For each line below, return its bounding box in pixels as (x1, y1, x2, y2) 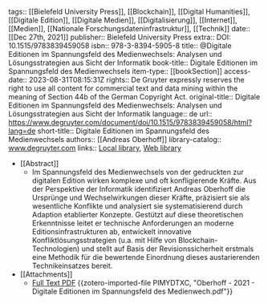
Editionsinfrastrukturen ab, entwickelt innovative (31, 227, 192, 236)
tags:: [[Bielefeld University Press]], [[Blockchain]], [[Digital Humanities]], (8, 7, 250, 16)
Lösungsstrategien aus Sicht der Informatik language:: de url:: (8, 109, 213, 119)
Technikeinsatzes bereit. (31, 261, 113, 270)
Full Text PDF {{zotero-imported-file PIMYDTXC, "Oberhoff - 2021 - (31, 278, 255, 287)
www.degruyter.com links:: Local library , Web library (8, 144, 182, 152)
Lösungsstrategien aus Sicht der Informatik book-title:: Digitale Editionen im (8, 58, 258, 67)
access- (223, 67, 251, 75)
